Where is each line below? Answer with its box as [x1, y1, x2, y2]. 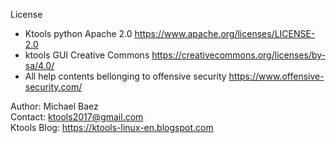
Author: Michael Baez [10, 100, 99, 112]
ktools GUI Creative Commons [24, 49, 150, 61]
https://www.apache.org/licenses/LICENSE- [134, 28, 316, 39]
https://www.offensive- [228, 70, 325, 82]
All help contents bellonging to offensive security [24, 70, 227, 82]
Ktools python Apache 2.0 [24, 28, 133, 39]
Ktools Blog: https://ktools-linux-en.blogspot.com [10, 122, 214, 133]
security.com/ [24, 81, 83, 93]
